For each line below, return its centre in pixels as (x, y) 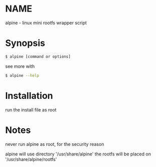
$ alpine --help (22, 75)
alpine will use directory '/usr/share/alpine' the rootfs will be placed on (78, 154)
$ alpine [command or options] (38, 57)
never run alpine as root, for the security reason (55, 144)
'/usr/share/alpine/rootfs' (31, 159)
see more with (20, 66)
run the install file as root (31, 109)
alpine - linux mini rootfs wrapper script (46, 23)
